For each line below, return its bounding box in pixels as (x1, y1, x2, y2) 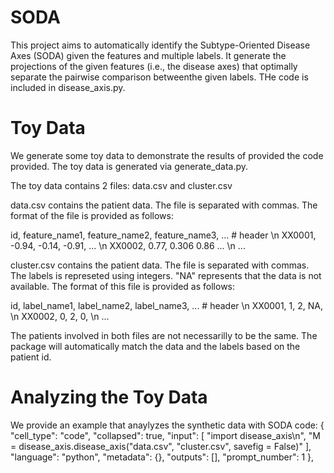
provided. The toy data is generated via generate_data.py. (10, 160, 249, 172)
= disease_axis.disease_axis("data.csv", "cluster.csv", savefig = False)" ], (10, 440, 312, 452)
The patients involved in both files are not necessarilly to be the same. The (10, 329, 318, 341)
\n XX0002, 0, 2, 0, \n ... (10, 310, 110, 322)
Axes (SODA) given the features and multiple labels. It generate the (10, 49, 287, 61)
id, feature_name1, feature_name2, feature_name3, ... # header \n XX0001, (10, 229, 317, 241)
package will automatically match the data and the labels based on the (10, 340, 301, 352)
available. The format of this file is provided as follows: (10, 280, 236, 292)
